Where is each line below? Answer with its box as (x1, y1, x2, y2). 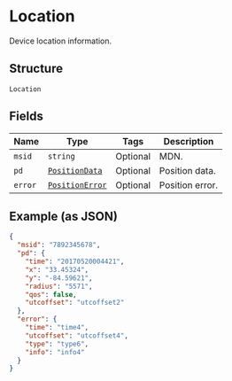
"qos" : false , (25, 290, 77, 299)
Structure (9, 61, 64, 76)
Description (163, 135, 214, 147)
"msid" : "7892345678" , (17, 241, 101, 250)
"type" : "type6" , (25, 339, 89, 348)
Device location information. (9, 35, 112, 46)
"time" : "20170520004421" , (25, 257, 125, 266)
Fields (9, 109, 44, 124)
